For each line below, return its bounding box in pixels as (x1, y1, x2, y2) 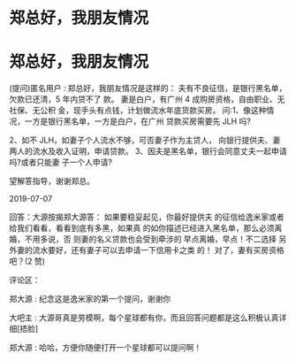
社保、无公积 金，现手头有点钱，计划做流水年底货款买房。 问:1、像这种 (9, 105, 267, 116)
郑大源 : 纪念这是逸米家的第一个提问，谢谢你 (9, 294, 171, 304)
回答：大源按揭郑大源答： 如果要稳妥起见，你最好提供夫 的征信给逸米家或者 (9, 211, 285, 222)
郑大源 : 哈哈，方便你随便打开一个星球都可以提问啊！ (9, 342, 201, 353)
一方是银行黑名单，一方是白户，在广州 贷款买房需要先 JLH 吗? (24, 116, 252, 127)
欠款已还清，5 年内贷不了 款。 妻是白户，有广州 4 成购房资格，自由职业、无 (9, 94, 285, 104)
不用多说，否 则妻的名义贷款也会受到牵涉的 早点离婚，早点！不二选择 (24, 234, 277, 244)
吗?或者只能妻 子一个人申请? (9, 157, 113, 168)
